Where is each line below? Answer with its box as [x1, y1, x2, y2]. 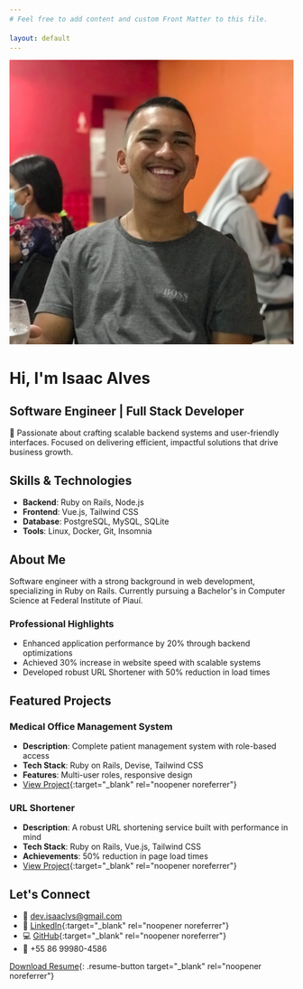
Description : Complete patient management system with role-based [22, 741, 277, 751]
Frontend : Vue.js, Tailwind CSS [22, 507, 139, 518]
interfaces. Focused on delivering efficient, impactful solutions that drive [9, 437, 279, 448]
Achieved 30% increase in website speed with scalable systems [22, 658, 262, 668]
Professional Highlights [9, 617, 115, 630]
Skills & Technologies [9, 472, 133, 488]
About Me [9, 552, 66, 567]
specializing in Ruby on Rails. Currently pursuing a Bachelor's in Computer [9, 585, 286, 596]
